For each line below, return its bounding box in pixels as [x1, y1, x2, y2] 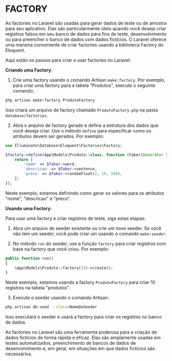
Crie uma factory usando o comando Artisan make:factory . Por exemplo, [12, 77, 165, 83]
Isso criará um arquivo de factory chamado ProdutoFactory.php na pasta [5, 107, 158, 113]
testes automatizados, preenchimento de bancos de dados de [5, 340, 136, 346]
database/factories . [5, 112, 48, 118]
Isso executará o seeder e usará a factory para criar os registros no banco [5, 314, 162, 320]
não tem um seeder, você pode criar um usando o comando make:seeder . [12, 231, 167, 237]
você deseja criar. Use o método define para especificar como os [12, 127, 152, 133]
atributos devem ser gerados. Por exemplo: [12, 133, 104, 139]
